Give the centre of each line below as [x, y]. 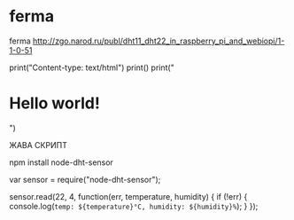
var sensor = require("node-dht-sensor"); [85, 179]
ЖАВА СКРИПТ [39, 145]
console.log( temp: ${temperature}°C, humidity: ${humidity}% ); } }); [134, 206]
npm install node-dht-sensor [61, 162]
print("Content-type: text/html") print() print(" [92, 67]
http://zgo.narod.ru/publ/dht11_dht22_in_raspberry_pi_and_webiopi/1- [159, 41]
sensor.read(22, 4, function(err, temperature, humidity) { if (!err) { [128, 196]
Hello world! [54, 103]
